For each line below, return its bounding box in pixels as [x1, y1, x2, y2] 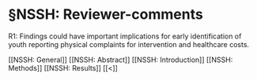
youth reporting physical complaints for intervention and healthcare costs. [8, 39, 250, 49]
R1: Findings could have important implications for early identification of [8, 31, 242, 41]
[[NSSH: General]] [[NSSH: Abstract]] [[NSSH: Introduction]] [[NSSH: [8, 55, 233, 64]
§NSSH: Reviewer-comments [8, 5, 203, 24]
